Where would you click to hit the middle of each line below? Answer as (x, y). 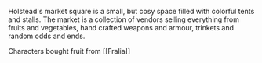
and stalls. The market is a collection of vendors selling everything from (124, 19)
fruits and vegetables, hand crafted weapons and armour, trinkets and (121, 28)
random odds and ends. (47, 36)
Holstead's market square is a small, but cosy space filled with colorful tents (131, 11)
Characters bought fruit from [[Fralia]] (69, 51)
